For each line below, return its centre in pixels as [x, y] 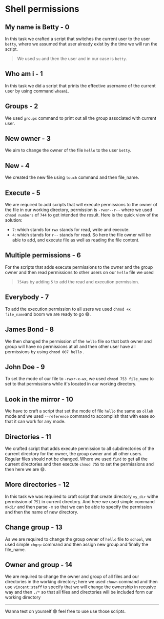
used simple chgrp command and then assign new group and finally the [77, 544]
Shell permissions [42, 9]
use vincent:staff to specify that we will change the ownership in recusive [81, 587]
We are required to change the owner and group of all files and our [72, 576]
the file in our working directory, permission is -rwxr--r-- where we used [79, 210]
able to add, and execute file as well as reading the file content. [76, 240]
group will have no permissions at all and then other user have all [70, 346]
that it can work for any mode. [35, 422]
